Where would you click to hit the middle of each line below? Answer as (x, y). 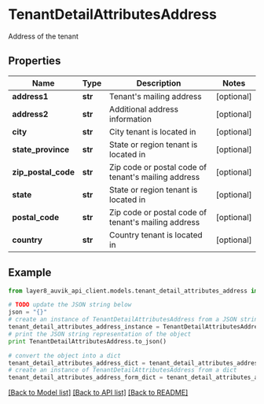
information (130, 119)
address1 (30, 96)
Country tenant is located (156, 235)
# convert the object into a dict (65, 355)
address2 (30, 114)
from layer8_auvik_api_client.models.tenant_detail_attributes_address (128, 291)
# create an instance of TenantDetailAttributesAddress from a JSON (123, 320)
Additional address (144, 109)
